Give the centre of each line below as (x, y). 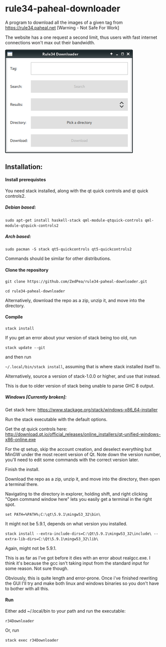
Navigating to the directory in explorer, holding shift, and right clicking (76, 494)
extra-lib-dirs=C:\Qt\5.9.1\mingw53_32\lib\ (52, 539)
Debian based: (21, 207)
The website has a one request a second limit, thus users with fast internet (81, 37)
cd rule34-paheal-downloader (35, 291)
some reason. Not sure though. (37, 568)
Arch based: (18, 237)
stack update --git (25, 348)
